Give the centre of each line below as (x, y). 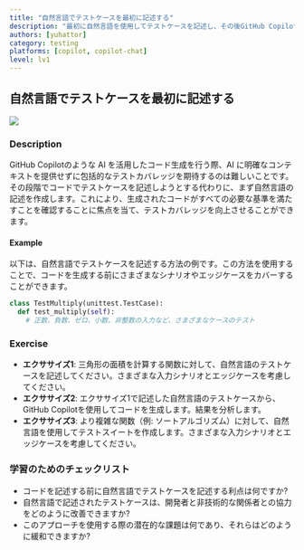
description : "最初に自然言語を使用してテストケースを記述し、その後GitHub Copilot (153, 26)
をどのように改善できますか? (76, 513)
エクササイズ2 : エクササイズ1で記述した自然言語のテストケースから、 (151, 398)
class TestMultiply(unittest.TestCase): (87, 304)
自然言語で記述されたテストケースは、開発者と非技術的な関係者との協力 (157, 502)
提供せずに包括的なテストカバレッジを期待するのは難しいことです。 (167, 176)
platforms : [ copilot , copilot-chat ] (78, 52)
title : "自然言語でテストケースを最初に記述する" (91, 18)
